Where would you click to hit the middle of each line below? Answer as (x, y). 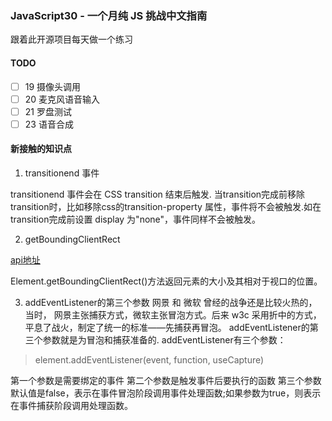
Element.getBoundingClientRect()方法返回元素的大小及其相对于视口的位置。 (166, 281)
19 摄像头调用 (53, 86)
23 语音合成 (49, 124)
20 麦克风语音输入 (62, 99)
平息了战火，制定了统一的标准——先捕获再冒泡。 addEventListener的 (167, 327)
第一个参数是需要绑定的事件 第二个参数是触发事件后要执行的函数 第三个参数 (166, 380)
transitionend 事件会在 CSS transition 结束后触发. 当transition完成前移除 (158, 194)
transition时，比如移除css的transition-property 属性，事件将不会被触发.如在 (166, 206)
